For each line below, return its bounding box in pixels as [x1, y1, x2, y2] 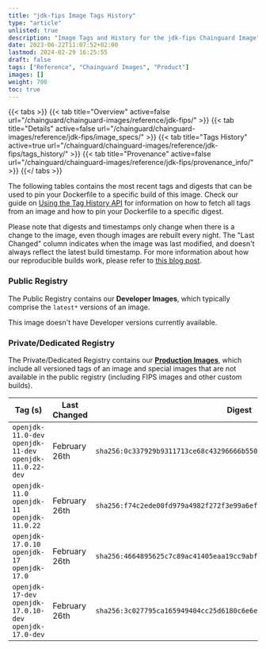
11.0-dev [12, 430, 45, 440]
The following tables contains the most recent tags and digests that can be [8, 182, 253, 191]
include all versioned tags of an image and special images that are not [8, 363, 237, 373]
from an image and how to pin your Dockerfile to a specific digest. [8, 207, 224, 217]
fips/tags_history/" [8, 149, 69, 159]
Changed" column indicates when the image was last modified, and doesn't [8, 239, 255, 248]
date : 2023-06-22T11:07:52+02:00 [8, 41, 119, 49]
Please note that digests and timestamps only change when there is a [8, 222, 235, 232]
